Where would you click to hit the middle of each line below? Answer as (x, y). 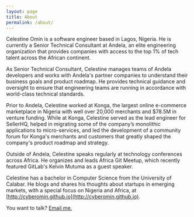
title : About (22, 17)
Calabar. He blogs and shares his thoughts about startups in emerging (90, 184)
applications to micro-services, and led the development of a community (93, 130)
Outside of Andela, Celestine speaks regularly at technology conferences (94, 154)
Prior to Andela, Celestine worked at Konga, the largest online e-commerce (96, 106)
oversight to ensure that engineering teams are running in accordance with (96, 88)
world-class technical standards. (45, 94)
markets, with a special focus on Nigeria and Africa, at (71, 191)
